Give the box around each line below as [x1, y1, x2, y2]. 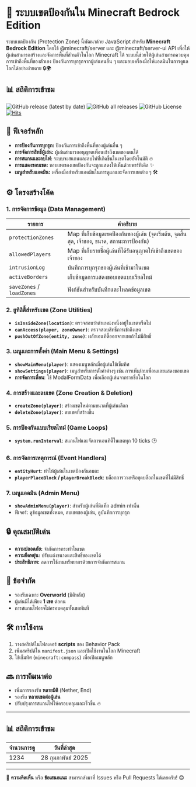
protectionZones [9, 234, 54, 241]
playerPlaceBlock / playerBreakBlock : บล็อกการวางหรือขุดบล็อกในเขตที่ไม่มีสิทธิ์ [14, 474, 184, 481]
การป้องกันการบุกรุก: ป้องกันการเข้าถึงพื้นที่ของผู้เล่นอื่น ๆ [14, 141, 123, 149]
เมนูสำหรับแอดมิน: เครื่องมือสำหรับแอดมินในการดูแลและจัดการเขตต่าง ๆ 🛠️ [14, 168, 159, 175]
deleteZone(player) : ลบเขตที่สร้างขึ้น [14, 409, 94, 416]
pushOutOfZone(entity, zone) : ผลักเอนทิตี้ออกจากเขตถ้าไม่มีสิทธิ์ [14, 332, 152, 339]
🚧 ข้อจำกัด [6, 576, 36, 586]
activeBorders [9, 274, 48, 281]
